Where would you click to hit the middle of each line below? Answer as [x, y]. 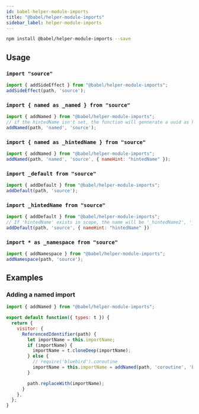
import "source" [30, 74]
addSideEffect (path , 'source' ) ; [46, 90]
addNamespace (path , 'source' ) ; [45, 259]
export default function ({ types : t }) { [58, 318]
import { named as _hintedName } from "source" [76, 142]
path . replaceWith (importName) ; [66, 383]
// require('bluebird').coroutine [75, 362]
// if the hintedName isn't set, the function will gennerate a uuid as [98, 122]
